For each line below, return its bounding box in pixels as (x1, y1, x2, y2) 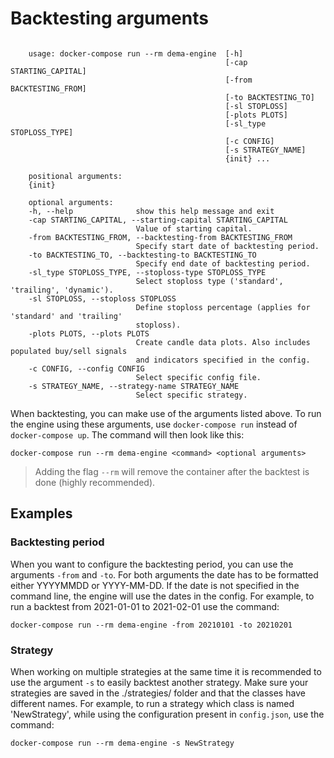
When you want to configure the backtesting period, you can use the (10, 558, 294, 570)
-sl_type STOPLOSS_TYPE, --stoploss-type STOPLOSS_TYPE (28, 267, 267, 277)
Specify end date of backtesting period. (135, 258, 311, 269)
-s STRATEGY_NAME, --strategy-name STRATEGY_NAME (28, 381, 240, 391)
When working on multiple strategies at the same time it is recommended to (10, 665, 322, 677)
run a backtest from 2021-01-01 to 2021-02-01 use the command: (10, 600, 280, 612)
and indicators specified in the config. (135, 355, 311, 365)
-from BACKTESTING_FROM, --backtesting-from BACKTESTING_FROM (28, 232, 293, 242)
